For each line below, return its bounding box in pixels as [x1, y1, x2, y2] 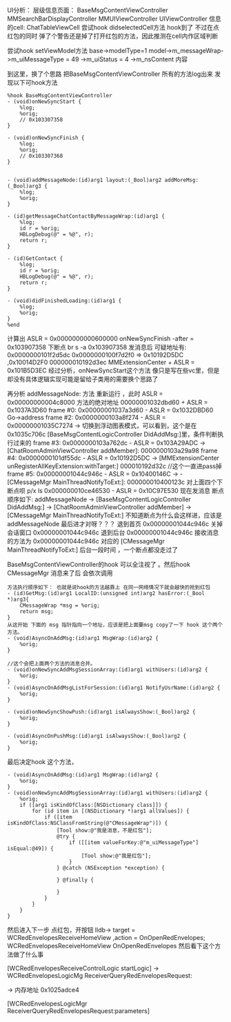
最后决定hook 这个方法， [7, 758, 78, 765]
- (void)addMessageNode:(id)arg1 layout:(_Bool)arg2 [7, 177, 162, 183]
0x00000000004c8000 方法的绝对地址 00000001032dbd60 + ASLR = [7, 399, 208, 406]
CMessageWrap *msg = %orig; [19, 602, 100, 609]
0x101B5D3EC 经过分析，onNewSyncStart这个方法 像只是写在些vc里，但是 [7, 366, 220, 374]
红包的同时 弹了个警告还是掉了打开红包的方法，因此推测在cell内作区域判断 [7, 32, 219, 40]
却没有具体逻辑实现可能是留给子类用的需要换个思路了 [7, 375, 159, 383]
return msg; [19, 608, 54, 615]
